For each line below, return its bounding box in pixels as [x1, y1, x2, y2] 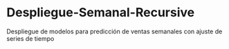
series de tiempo [6, 34, 55, 42]
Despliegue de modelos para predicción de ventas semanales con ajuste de [6, 27, 223, 35]
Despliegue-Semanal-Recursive [6, 5, 195, 20]
